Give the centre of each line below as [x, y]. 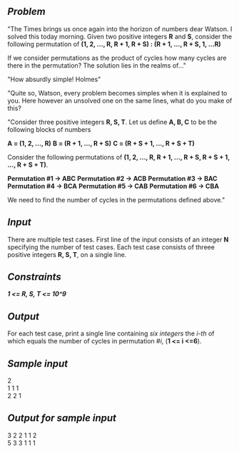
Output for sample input [62, 418]
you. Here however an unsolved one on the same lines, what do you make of [120, 100]
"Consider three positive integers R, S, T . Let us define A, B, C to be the [112, 122]
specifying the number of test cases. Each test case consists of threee [111, 247]
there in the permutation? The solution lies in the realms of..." [97, 65]
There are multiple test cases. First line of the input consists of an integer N [118, 239]
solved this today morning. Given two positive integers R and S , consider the [120, 36]
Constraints [35, 277]
